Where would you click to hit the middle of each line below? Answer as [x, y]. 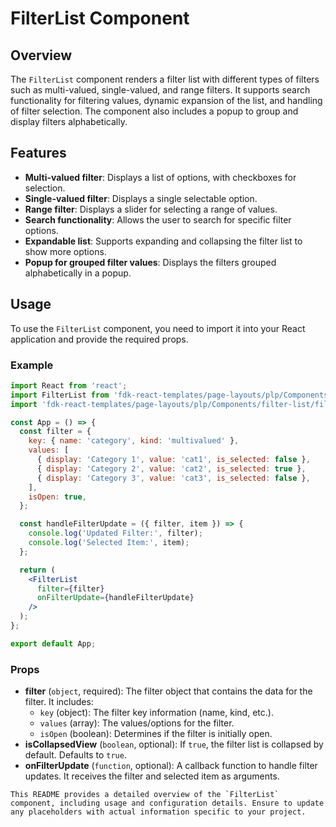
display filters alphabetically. [69, 121]
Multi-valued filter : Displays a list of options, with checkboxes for [160, 177]
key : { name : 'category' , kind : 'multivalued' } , [134, 441]
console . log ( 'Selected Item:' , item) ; [109, 543]
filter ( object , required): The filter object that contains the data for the [168, 691]
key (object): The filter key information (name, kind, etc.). [156, 713]
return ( [37, 570]
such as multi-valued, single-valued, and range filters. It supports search [160, 90]
